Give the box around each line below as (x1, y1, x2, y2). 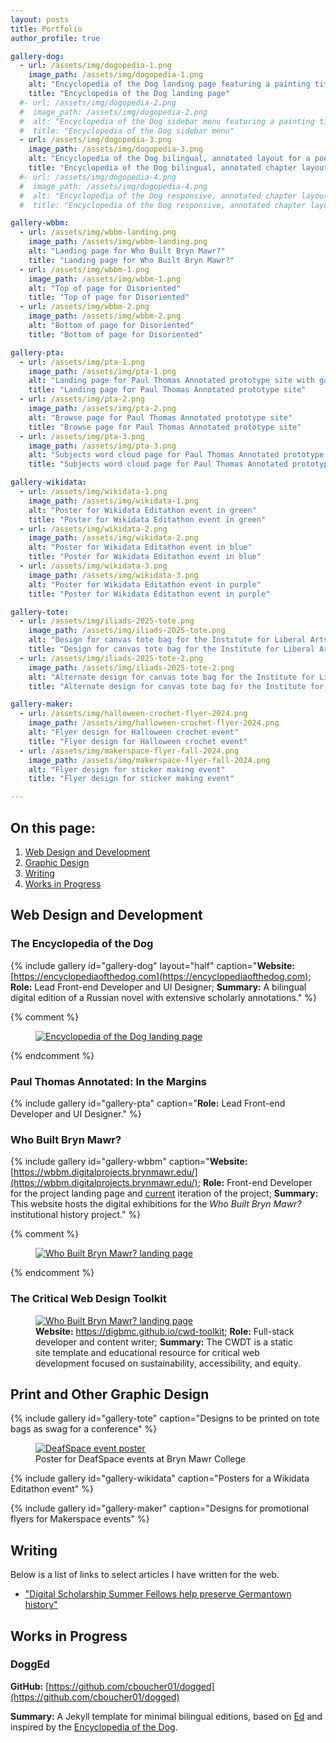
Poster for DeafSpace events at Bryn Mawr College (35, 1453, 247, 1465)
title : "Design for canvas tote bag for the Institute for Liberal (28, 644, 315, 654)
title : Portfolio (10, 24, 83, 34)
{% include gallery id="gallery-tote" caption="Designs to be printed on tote (10, 1412, 320, 1425)
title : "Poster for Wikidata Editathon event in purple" (28, 589, 271, 599)
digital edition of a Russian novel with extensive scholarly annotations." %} (10, 991, 318, 1003)
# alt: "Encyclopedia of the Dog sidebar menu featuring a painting (19, 116, 315, 126)
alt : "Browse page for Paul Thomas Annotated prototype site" (28, 412, 293, 423)
